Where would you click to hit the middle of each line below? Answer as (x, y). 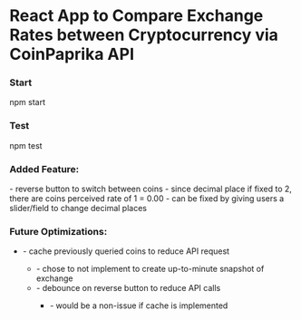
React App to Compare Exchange (136, 16)
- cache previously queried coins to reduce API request (126, 251)
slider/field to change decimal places (78, 208)
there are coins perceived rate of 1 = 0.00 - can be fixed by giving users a (147, 199)
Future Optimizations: (58, 232)
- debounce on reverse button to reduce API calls (128, 288)
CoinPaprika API (72, 54)
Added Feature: (44, 169)
